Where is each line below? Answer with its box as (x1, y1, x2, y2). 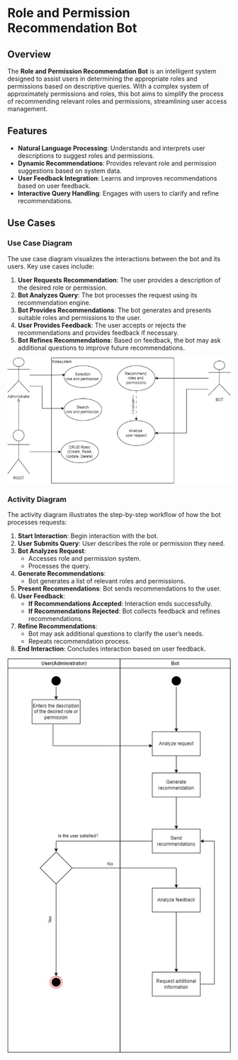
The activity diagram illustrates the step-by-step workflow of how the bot (7, 511, 221, 519)
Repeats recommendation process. (28, 637, 131, 646)
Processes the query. (28, 562, 91, 571)
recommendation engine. (17, 298, 91, 307)
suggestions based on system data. (17, 166, 122, 175)
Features (7, 125, 47, 137)
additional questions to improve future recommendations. (17, 343, 186, 352)
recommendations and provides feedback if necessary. (17, 328, 179, 337)
